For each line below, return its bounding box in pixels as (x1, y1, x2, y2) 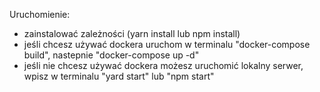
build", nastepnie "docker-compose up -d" (23, 49, 200, 61)
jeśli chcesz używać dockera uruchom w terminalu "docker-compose (23, 39, 311, 50)
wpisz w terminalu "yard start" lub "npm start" (23, 70, 215, 82)
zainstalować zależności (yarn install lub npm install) (23, 28, 241, 39)
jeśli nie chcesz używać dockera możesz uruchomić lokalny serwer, (23, 60, 304, 71)
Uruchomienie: (9, 9, 71, 20)
